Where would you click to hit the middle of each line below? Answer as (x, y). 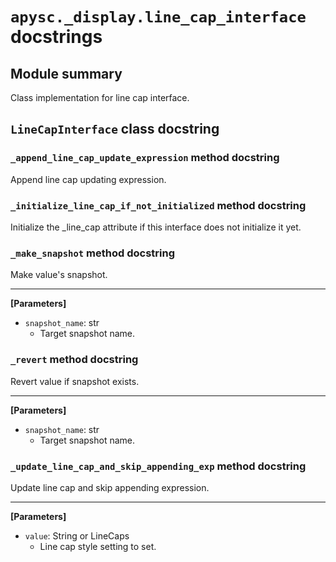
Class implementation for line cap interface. (100, 97)
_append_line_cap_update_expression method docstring (145, 158)
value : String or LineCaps (77, 535)
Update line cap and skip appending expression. (110, 487)
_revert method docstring (74, 360)
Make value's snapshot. (59, 275)
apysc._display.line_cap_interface (158, 17)
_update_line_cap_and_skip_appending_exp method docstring (158, 466)
